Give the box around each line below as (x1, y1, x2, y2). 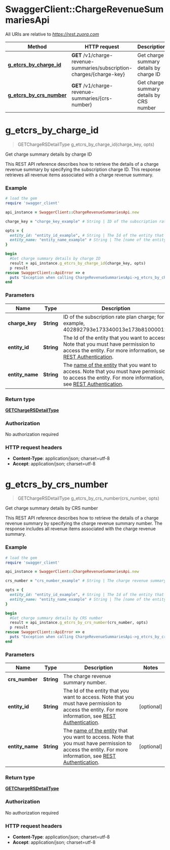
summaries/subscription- (71, 64, 133, 71)
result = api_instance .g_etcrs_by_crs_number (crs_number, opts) (10, 620, 148, 625)
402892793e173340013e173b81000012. (63, 326, 169, 333)
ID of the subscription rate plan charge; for (63, 313, 164, 320)
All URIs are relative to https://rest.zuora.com (5, 31, 100, 37)
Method (27, 43, 47, 50)
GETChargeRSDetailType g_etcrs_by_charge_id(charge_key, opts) (17, 141, 155, 147)
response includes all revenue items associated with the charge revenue (5, 526, 156, 532)
